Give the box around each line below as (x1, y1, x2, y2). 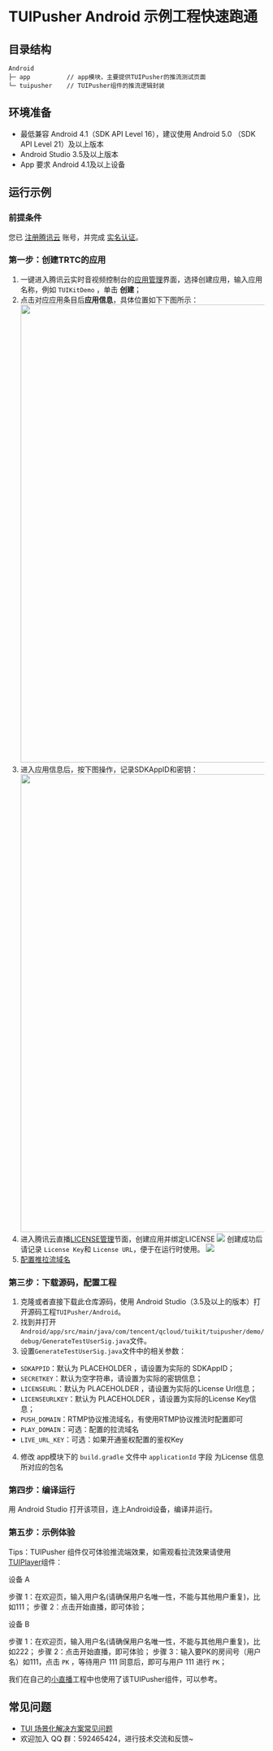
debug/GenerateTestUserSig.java (19, 1337, 130, 1346)
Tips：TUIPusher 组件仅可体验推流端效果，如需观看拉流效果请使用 (8, 1547, 232, 1556)
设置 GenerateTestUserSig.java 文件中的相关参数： (19, 1346, 187, 1356)
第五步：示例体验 (8, 1527, 76, 1539)
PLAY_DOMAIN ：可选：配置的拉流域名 (19, 1425, 140, 1434)
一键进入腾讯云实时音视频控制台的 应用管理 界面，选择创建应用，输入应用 (19, 274, 262, 284)
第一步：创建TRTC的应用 (8, 254, 106, 265)
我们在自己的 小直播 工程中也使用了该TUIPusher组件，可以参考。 (8, 1674, 222, 1683)
